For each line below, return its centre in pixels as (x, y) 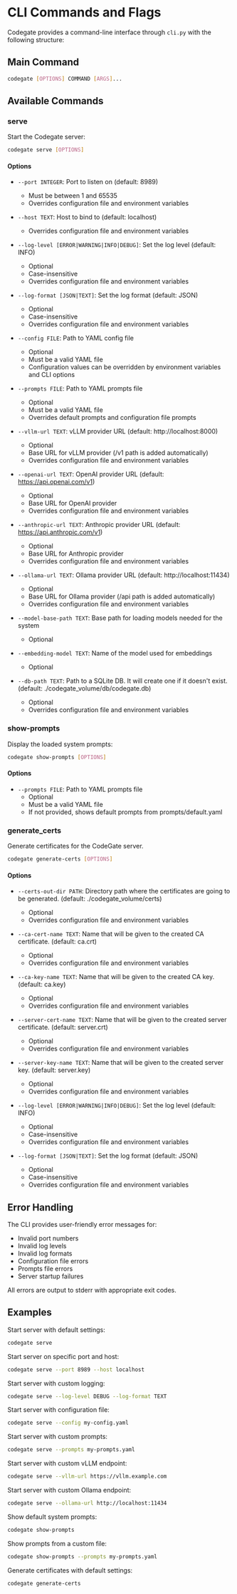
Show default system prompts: (52, 1517)
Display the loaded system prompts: (60, 744)
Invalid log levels (42, 1245)
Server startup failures (51, 1276)
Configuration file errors (53, 1260)
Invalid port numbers (48, 1238)
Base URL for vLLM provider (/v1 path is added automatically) (118, 453)
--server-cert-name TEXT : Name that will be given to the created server (122, 1020)
